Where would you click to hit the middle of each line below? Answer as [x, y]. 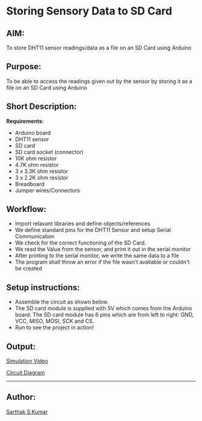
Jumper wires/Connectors [47, 190]
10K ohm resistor [36, 158]
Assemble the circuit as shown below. [62, 302]
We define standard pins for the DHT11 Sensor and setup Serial [93, 230]
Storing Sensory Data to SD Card [89, 11]
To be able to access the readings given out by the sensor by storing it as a [99, 81]
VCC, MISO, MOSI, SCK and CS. [54, 321]
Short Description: [41, 107]
